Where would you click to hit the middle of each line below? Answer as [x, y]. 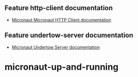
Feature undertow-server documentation [69, 36]
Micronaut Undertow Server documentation [56, 47]
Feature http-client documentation [59, 8]
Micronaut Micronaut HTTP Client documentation [61, 20]
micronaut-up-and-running [62, 67]
